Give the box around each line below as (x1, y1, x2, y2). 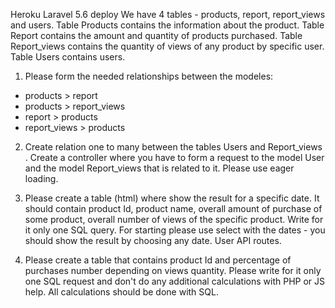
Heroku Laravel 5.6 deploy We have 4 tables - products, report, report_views (10, 9, 326, 20)
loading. (24, 173, 59, 184)
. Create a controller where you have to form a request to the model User (24, 152, 325, 163)
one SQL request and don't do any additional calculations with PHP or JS (24, 275, 326, 287)
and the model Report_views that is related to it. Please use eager (24, 162, 295, 174)
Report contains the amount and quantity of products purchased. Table (10, 30, 303, 41)
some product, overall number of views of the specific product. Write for (24, 214, 324, 225)
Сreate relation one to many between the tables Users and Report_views (24, 141, 323, 153)
